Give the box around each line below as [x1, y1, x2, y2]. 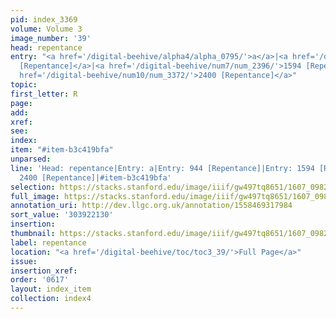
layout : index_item [10, 284, 92, 295]
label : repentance [10, 237, 87, 248]
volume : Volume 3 [10, 24, 83, 34]
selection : [10, 182, 56, 192]
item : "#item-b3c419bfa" [10, 145, 114, 155]
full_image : [10, 191, 60, 201]
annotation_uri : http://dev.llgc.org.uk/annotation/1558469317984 [10, 201, 293, 211]
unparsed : [10, 154, 52, 164]
